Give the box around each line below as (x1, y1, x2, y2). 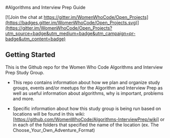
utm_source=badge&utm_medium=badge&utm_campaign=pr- (5, 31, 136, 36)
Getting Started (5, 50, 56, 59)
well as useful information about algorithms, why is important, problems (12, 90, 164, 96)
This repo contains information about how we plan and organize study (12, 79, 160, 86)
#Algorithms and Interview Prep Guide (5, 5, 86, 10)
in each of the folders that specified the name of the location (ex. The (12, 122, 159, 128)
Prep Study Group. (5, 69, 44, 75)
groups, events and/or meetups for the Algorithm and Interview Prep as (12, 85, 163, 91)
